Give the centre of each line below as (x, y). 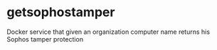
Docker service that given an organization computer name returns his (108, 32)
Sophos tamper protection (45, 39)
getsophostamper (61, 12)
